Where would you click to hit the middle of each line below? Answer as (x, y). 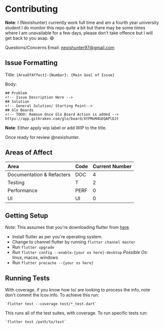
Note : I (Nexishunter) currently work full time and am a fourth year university (82, 22)
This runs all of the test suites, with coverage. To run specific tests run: (76, 313)
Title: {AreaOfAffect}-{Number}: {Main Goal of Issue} (60, 75)
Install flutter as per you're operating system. (57, 237)
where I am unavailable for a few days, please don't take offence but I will (79, 33)
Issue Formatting (31, 63)
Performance (22, 190)
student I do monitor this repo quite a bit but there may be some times (75, 27)
